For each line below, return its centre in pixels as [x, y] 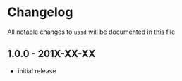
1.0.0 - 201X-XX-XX [51, 54]
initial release [37, 70]
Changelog [40, 12]
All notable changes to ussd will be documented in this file [91, 32]
